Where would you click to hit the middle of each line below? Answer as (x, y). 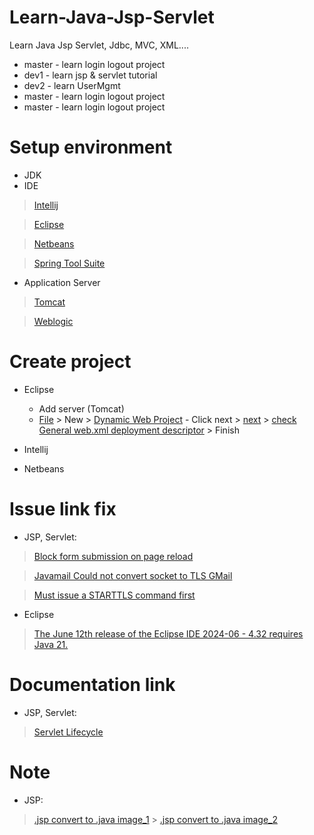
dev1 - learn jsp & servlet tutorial (90, 75)
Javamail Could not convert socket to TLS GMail (133, 575)
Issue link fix (63, 509)
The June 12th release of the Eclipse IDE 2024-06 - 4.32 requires (168, 633)
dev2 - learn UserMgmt (72, 85)
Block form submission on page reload (113, 556)
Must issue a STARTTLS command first (114, 595)
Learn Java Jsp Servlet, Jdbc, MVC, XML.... (99, 45)
